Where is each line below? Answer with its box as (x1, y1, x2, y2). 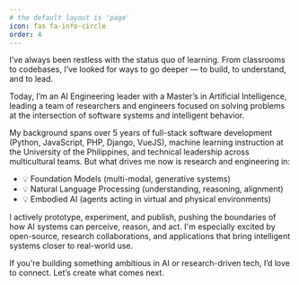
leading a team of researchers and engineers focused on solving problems (9, 101, 286, 111)
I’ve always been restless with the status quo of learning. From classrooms (9, 55, 286, 66)
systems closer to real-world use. (9, 240, 134, 252)
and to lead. (9, 74, 54, 85)
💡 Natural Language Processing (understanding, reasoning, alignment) (22, 183, 285, 194)
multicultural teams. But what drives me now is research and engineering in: (9, 156, 290, 167)
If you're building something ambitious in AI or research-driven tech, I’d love (9, 258, 290, 269)
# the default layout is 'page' (9, 13, 130, 22)
